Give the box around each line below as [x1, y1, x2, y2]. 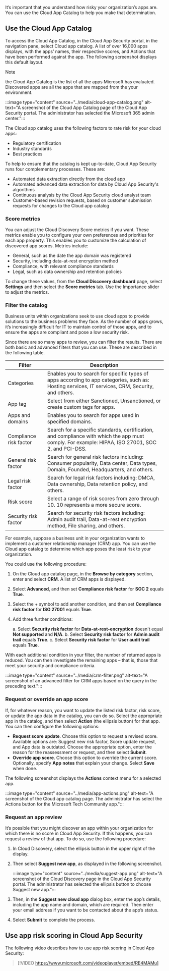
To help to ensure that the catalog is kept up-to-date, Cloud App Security [5, 160, 157, 167]
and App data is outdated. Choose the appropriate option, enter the [12, 744, 152, 750]
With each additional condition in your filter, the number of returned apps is [5, 652, 161, 658]
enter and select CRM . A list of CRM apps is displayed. [12, 576, 126, 582]
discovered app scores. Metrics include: [5, 243, 89, 249]
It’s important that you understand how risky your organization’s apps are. [5, 5, 158, 10]
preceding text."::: [5, 683, 42, 689]
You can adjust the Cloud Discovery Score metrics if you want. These [5, 227, 149, 233]
